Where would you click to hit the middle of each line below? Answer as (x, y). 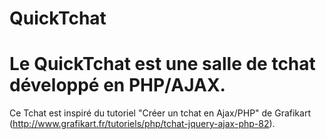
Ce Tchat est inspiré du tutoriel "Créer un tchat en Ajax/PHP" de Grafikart (160, 113)
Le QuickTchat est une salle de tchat (162, 64)
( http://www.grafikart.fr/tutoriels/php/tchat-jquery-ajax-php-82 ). (142, 124)
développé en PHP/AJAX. (117, 85)
